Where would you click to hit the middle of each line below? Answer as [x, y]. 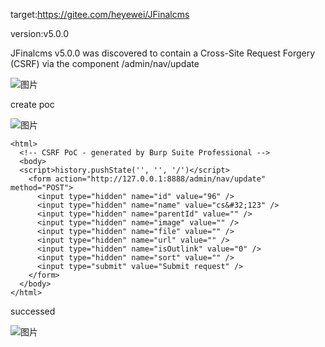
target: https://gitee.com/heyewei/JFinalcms [100, 14]
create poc [32, 104]
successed [33, 311]
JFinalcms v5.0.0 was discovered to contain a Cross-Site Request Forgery [163, 53]
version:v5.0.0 [39, 33]
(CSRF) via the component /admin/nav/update [105, 63]
